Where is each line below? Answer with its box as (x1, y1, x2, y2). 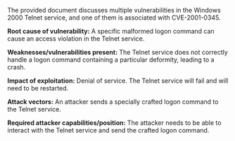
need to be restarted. (7, 84, 69, 92)
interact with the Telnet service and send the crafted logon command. (7, 126, 210, 134)
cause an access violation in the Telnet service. (7, 34, 145, 43)
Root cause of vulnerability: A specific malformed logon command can (7, 27, 215, 35)
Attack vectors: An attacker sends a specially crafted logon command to (7, 98, 219, 106)
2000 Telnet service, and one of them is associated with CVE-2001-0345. (7, 13, 221, 22)
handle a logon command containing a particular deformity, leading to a (7, 55, 215, 64)
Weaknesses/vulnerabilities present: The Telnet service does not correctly (7, 48, 229, 56)
